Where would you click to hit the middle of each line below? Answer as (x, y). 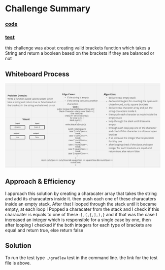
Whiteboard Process (37, 74)
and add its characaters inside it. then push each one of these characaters (81, 198)
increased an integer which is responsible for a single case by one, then (78, 220)
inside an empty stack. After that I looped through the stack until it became (81, 204)
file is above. (18, 263)
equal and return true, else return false (44, 230)
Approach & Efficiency (40, 181)
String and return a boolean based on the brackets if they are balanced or (80, 53)
